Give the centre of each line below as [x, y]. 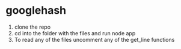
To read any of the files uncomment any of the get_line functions [94, 39]
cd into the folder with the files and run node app [75, 33]
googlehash [36, 10]
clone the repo [32, 27]
